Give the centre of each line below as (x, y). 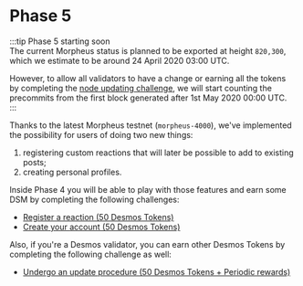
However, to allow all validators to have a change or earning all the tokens (148, 78)
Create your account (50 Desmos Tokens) (101, 227)
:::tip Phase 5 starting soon (60, 41)
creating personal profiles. (72, 172)
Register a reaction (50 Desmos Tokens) (98, 217)
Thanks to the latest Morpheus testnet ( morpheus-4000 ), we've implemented (151, 125)
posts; (35, 162)
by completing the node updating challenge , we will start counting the (141, 88)
